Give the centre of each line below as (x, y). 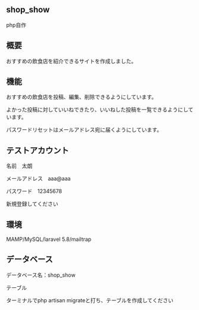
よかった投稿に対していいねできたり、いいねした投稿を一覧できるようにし (97, 110)
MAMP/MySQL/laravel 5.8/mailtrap (49, 239)
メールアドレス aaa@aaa (38, 179)
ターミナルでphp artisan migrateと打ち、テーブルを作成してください (90, 300)
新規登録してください (32, 204)
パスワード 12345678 (34, 191)
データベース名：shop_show (41, 275)
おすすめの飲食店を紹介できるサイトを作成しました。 (71, 61)
